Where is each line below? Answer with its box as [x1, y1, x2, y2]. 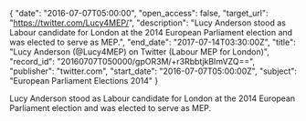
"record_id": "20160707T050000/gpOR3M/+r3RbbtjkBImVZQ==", [9, 56, 256, 66]
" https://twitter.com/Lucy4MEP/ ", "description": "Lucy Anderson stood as [9, 17, 286, 28]
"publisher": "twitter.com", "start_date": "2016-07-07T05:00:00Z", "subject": [9, 66, 298, 76]
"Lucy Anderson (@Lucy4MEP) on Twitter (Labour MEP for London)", [9, 46, 269, 57]
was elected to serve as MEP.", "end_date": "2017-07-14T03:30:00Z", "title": [9, 36, 296, 47]
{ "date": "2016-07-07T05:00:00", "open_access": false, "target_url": [9, 8, 269, 18]
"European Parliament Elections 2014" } [9, 76, 159, 86]
